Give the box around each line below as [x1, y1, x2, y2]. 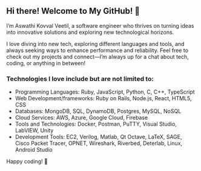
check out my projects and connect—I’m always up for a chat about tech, [6, 53, 189, 60]
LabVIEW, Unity [15, 127, 54, 134]
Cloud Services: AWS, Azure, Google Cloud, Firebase [15, 114, 148, 121]
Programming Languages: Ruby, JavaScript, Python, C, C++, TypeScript [15, 88, 195, 95]
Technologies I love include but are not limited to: [6, 74, 154, 83]
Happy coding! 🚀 [6, 158, 48, 165]
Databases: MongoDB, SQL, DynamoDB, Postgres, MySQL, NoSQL [15, 108, 182, 115]
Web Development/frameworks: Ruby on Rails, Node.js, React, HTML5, [15, 95, 192, 102]
